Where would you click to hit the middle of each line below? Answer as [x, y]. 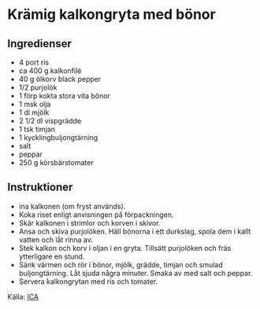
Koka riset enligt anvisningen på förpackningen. [96, 215]
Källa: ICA [23, 296]
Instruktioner [40, 188]
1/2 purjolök [38, 87]
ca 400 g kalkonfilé [50, 71]
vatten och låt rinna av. [56, 239]
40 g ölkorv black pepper [60, 79]
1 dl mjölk [34, 112]
